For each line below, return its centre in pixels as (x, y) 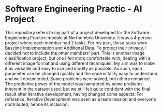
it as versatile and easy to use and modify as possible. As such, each (74, 68)
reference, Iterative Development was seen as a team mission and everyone (81, 99)
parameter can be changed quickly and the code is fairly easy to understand (81, 73)
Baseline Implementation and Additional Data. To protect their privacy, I (76, 48)
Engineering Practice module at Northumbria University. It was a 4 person (79, 38)
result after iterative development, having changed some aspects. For (74, 94)
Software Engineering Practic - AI (74, 9)
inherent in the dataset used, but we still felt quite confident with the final (78, 89)
